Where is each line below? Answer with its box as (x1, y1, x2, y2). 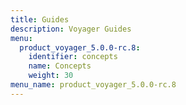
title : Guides (10, 14, 70, 25)
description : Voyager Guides (10, 24, 132, 34)
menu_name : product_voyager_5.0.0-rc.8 (10, 80, 177, 90)
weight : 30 (28, 71, 74, 81)
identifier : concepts (28, 52, 118, 62)
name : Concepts (28, 61, 92, 71)
